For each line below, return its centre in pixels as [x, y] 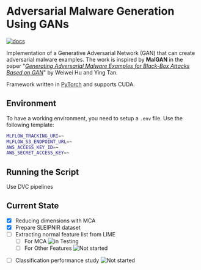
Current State [33, 206]
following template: [31, 125]
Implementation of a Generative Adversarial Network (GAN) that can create [101, 53]
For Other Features [48, 248]
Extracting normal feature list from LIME [65, 234]
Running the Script [43, 172]
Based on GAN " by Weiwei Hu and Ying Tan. [62, 72]
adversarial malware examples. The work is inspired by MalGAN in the [95, 59]
